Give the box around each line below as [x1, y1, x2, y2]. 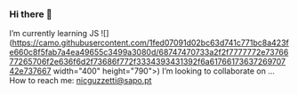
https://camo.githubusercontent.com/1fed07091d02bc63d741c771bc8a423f [12, 37, 289, 48]
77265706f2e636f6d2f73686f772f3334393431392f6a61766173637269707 [9, 57, 286, 67]
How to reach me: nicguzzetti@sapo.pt [9, 75, 152, 86]
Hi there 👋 [9, 8, 53, 20]
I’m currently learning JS [9, 28, 100, 39]
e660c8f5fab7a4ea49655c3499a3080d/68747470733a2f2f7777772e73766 [9, 47, 289, 58]
